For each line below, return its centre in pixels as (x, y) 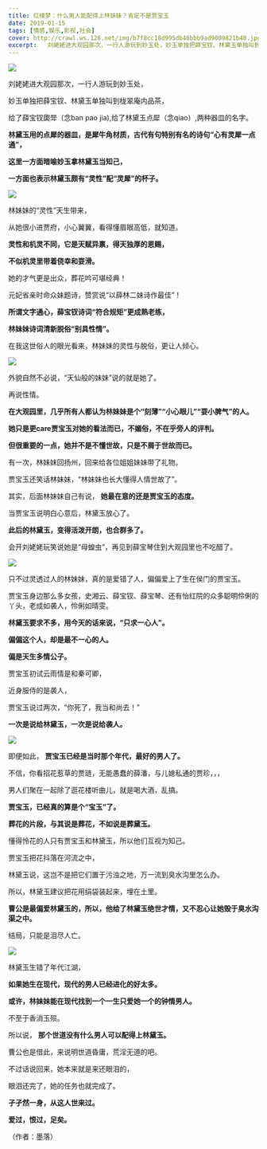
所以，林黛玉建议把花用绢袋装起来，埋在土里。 (85, 892)
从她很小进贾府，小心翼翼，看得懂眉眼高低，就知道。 (95, 227)
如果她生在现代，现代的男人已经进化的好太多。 (85, 984)
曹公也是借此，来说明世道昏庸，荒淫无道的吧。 (85, 1052)
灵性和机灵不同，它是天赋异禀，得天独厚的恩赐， (88, 245)
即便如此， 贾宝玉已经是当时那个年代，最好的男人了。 (96, 756)
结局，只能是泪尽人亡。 (46, 935)
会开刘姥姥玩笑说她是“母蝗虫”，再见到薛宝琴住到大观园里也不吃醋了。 (123, 547)
